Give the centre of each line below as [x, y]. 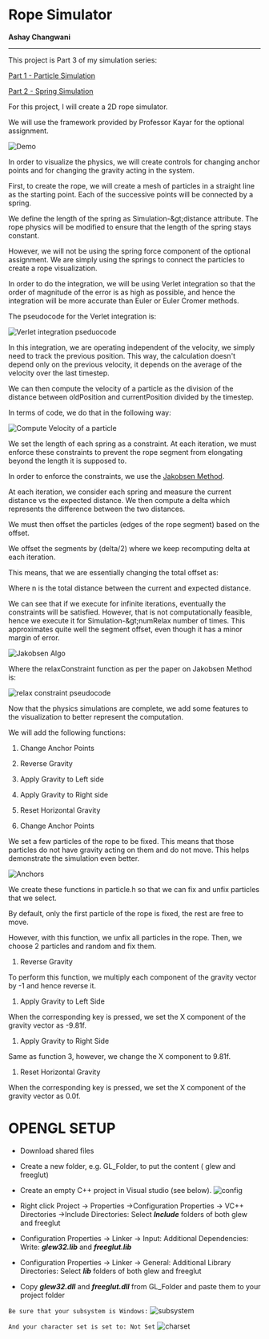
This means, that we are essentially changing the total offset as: [113, 572]
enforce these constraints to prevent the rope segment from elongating [125, 452]
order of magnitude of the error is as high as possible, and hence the [122, 292]
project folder [42, 1295]
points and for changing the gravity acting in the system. [101, 170]
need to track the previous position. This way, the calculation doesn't [122, 355]
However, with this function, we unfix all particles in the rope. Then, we [125, 937]
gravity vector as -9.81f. [47, 1025]
